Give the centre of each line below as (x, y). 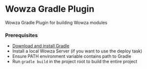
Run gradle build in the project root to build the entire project (75, 62)
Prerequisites (21, 35)
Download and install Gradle (41, 46)
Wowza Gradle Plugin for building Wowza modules (56, 23)
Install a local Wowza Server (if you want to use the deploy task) (77, 51)
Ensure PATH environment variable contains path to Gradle (72, 56)
